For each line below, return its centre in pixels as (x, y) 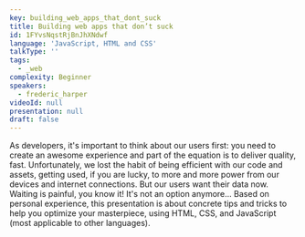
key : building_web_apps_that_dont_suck (85, 18)
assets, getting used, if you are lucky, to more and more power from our (145, 175)
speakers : (28, 86)
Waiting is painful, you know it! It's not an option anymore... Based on (139, 194)
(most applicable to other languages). (80, 223)
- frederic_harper (53, 94)
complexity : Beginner (51, 77)
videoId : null (37, 103)
